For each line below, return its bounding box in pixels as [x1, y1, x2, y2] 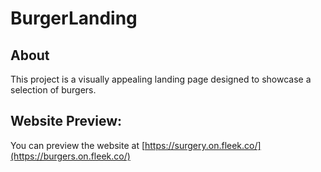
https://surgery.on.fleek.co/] [144, 139, 262, 151]
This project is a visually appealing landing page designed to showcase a [10, 73, 312, 85]
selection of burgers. [10, 84, 97, 96]
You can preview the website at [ [10, 139, 146, 151]
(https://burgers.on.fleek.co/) [10, 150, 131, 162]
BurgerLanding [10, 7, 138, 30]
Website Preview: [10, 113, 123, 130]
